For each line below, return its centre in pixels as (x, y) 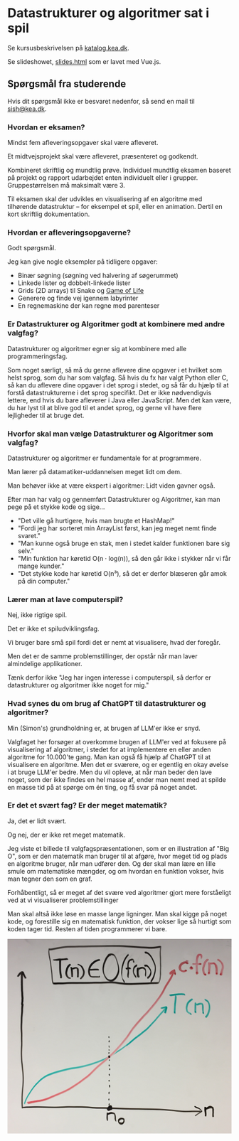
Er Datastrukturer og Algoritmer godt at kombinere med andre (116, 324)
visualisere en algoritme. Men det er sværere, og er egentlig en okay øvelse (118, 764)
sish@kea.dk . (27, 109)
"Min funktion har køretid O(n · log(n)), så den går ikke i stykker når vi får (124, 558)
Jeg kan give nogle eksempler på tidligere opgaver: (83, 262)
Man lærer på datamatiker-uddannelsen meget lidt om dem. (95, 471)
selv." (26, 551)
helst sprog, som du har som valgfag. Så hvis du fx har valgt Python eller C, (118, 377)
